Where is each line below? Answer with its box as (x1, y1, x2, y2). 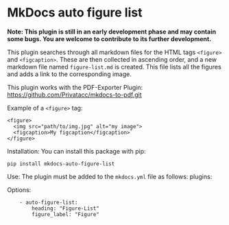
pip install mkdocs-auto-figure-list (7, 160, 115, 167)
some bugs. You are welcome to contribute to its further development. (7, 34, 212, 43)
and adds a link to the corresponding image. (7, 70, 132, 78)
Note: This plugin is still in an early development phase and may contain (7, 27, 217, 36)
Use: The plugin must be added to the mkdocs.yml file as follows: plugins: (7, 172, 213, 180)
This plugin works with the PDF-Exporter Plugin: (7, 83, 143, 91)
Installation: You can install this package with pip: (7, 147, 146, 155)
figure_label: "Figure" (32, 211, 99, 217)
